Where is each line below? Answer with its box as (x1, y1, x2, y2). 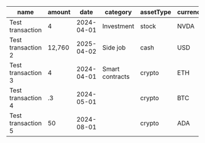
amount (48, 8, 71, 16)
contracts (102, 73, 130, 81)
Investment (102, 22, 135, 30)
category (104, 8, 132, 16)
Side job (102, 43, 126, 51)
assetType (140, 8, 172, 16)
